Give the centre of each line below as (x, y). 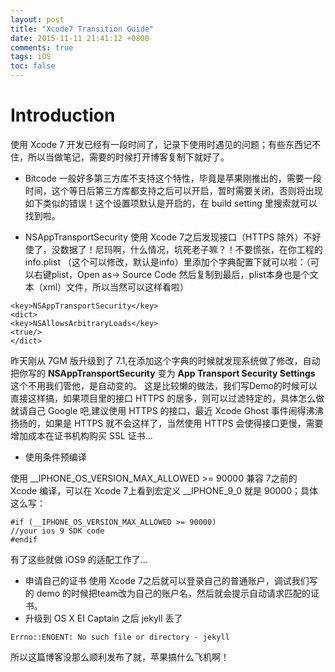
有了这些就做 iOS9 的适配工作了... (79, 559)
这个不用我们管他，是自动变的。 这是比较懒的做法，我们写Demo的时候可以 (164, 385)
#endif (24, 539)
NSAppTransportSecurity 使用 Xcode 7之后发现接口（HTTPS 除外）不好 (173, 237)
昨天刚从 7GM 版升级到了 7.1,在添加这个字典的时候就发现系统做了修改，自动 (165, 360)
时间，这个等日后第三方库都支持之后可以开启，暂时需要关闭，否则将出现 (173, 190)
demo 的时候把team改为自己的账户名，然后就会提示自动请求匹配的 (173, 593)
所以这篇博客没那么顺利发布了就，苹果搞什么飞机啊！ (120, 657)
